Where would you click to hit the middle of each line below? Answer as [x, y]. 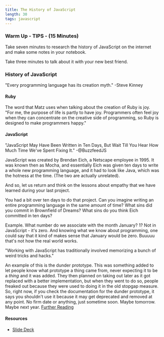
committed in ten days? [29, 216]
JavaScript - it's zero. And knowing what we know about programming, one [82, 231]
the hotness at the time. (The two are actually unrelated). [63, 176]
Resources [16, 318]
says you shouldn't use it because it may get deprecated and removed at [79, 297]
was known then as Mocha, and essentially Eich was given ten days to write [82, 165]
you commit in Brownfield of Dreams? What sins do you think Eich [72, 210]
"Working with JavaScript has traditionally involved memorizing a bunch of [81, 251]
